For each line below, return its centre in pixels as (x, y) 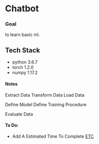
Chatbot (22, 9)
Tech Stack (23, 50)
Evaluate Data (19, 114)
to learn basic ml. (23, 35)
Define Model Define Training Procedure (46, 105)
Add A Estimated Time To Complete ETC (53, 136)
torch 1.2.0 (23, 68)
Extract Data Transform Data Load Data (45, 95)
